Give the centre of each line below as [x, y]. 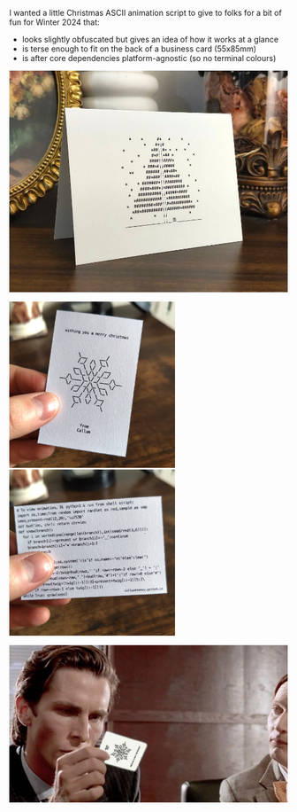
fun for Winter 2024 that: [54, 22]
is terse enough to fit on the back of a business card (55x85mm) [139, 49]
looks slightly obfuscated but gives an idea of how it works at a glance [150, 39]
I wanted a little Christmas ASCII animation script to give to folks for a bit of [146, 13]
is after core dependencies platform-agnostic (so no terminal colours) [149, 58]
